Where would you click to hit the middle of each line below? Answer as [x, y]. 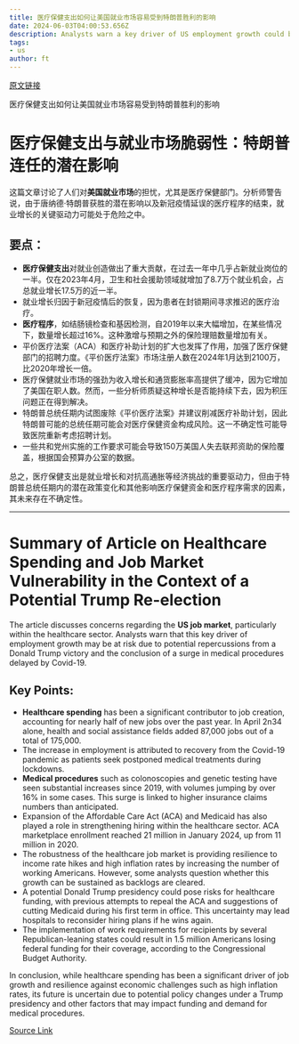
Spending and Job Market [107, 562]
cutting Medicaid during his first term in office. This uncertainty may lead [156, 910]
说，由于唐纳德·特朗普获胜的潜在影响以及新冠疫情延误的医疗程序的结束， [143, 203]
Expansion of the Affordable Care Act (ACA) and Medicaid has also [145, 816]
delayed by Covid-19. [48, 662]
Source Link [31, 1030]
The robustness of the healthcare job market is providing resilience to [149, 854]
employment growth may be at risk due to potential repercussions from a [143, 643]
